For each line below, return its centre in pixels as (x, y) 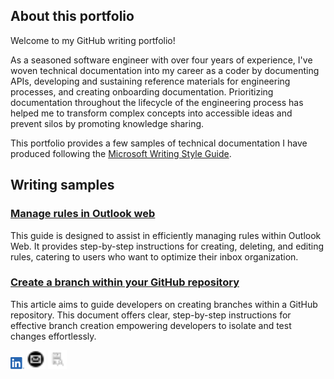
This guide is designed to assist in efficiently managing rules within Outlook (166, 235)
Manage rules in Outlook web (83, 214)
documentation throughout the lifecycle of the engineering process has (157, 102)
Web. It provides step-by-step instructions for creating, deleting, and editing (167, 246)
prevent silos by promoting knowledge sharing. (107, 123)
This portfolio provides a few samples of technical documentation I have (159, 143)
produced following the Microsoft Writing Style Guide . (121, 153)
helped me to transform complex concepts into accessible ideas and (151, 113)
